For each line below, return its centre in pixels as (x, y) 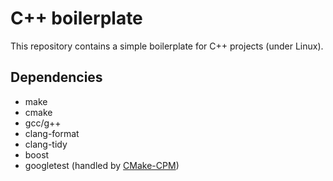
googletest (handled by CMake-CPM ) (102, 165)
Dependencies (56, 77)
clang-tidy (46, 144)
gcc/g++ (43, 123)
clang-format (52, 133)
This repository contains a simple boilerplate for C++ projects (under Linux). (167, 46)
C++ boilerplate (76, 18)
